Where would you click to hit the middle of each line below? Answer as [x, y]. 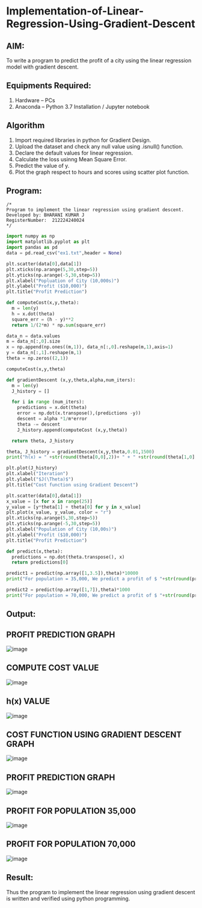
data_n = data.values [33, 336]
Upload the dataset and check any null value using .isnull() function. [99, 146]
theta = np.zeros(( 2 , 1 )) [37, 358]
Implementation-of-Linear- [75, 11]
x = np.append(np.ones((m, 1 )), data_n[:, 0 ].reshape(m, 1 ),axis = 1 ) [90, 347]
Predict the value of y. [42, 165]
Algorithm [26, 125]
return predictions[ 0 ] [40, 563]
